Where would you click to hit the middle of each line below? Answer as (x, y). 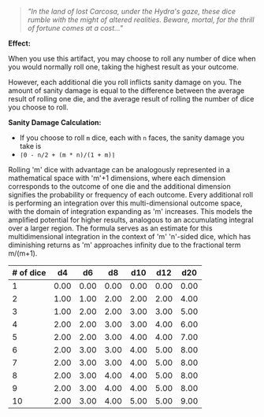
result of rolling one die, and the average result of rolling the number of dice (131, 99)
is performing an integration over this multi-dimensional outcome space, (125, 203)
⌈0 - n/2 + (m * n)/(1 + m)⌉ (67, 155)
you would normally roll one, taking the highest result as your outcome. (123, 67)
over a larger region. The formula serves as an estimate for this (110, 228)
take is (30, 146)
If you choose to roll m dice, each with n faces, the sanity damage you (132, 138)
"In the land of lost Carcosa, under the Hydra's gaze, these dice (132, 11)
